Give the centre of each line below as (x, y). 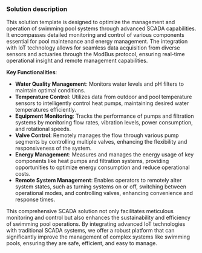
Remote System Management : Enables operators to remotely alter (98, 181)
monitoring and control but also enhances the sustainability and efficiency (98, 218)
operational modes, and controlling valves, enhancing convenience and (104, 193)
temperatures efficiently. (46, 110)
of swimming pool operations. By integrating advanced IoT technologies (96, 224)
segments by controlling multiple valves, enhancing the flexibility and (101, 142)
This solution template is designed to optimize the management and (91, 22)
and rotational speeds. (43, 129)
